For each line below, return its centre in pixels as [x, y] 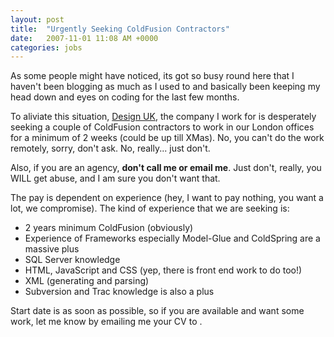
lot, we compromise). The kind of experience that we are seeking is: [150, 208]
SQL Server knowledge [72, 260]
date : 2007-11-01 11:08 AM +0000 [84, 38]
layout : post [37, 19]
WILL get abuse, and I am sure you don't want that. [115, 178]
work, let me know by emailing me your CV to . [106, 322]
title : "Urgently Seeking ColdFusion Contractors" [120, 29]
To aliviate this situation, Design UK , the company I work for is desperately [163, 117]
